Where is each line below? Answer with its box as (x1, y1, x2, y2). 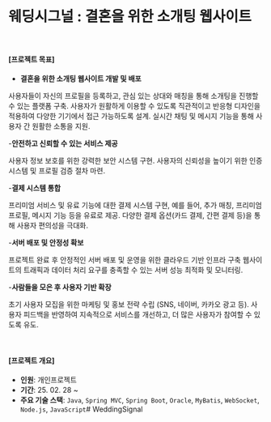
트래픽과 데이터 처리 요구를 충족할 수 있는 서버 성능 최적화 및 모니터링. (23, 265, 243, 275)
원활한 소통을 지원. (32, 121, 91, 131)
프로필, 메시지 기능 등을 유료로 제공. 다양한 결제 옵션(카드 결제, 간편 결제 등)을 (8, 211, 252, 220)
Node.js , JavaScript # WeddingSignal (19, 404, 143, 414)
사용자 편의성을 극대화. (16, 220, 89, 231)
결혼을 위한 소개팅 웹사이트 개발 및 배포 (19, 74, 142, 83)
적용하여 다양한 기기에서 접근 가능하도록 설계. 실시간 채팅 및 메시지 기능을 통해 (8, 111, 255, 121)
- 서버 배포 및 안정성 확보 (8, 238, 84, 248)
